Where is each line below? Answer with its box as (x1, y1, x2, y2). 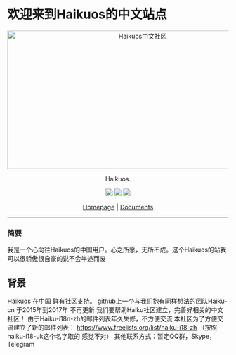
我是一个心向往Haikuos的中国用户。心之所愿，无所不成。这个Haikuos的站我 (7, 245, 227, 254)
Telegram (7, 340, 35, 349)
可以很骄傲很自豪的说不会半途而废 (7, 254, 106, 263)
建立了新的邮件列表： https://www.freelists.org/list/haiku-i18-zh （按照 (13, 323, 218, 332)
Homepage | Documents (82, 202, 154, 211)
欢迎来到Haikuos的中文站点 (7, 6, 167, 22)
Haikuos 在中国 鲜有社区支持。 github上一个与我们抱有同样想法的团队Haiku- (7, 297, 228, 306)
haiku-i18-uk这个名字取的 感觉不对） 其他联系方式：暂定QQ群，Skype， (7, 332, 216, 341)
